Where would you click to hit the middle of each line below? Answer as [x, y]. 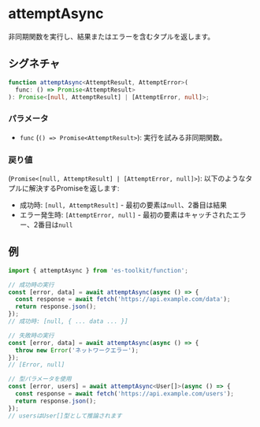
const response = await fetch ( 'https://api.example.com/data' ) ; [123, 299]
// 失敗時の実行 [31, 336]
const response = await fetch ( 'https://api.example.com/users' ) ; [125, 394]
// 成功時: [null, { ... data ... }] [68, 321]
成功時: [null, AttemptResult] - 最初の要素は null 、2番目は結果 [123, 205]
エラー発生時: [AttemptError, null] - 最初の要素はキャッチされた [126, 214]
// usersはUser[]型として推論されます [65, 416]
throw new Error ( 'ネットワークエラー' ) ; [77, 350]
